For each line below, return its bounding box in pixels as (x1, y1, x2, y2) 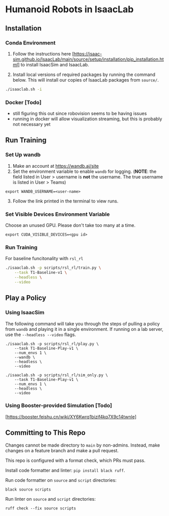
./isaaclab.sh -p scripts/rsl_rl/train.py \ (5, 265, 101, 271)
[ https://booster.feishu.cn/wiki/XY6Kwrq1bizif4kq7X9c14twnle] (5, 414, 136, 420)
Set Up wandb (5, 151, 41, 159)
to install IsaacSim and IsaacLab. (20, 61, 89, 67)
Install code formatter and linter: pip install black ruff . (5, 467, 125, 473)
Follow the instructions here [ (12, 50, 74, 57)
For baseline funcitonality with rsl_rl (5, 255, 83, 262)
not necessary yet (12, 121, 51, 127)
